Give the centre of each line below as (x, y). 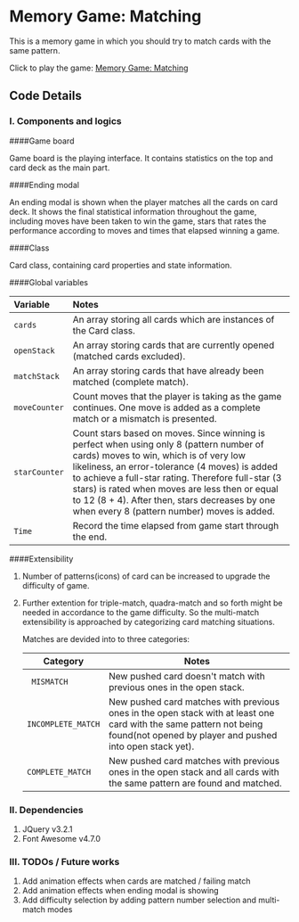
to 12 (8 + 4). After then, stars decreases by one (174, 499)
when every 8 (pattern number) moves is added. (174, 511)
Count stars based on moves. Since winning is (169, 432)
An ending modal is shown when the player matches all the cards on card (144, 202)
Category (64, 661)
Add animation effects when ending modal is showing (121, 891)
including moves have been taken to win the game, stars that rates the (138, 221)
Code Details (45, 96)
